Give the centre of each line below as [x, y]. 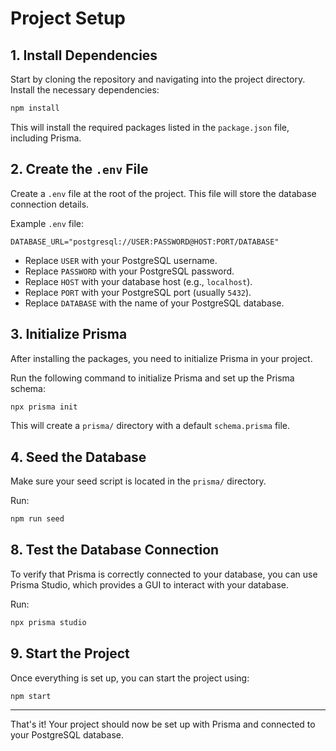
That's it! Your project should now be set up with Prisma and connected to [163, 724]
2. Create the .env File [79, 169]
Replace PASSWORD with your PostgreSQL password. [129, 271]
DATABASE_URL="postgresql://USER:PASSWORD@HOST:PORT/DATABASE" [145, 242]
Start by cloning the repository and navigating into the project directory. [158, 79]
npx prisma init [44, 407]
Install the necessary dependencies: [85, 90]
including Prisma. [46, 138]
